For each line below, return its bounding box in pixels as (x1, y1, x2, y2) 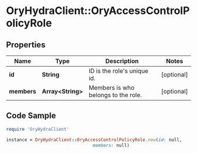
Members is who (89, 84, 135, 92)
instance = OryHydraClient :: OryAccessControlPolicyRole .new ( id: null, (6, 137, 182, 142)
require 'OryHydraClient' (6, 126, 69, 132)
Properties (6, 40, 46, 50)
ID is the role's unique (89, 67, 148, 75)
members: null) (93, 142, 130, 148)
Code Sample (6, 111, 56, 121)
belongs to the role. (89, 91, 142, 99)
